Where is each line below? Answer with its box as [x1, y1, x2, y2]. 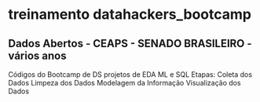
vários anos [8, 49, 67, 62]
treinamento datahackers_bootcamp [8, 5, 251, 24]
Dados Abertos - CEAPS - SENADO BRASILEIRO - [8, 37, 253, 50]
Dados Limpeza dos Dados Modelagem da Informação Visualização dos [8, 78, 241, 87]
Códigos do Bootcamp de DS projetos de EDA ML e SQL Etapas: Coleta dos [8, 70, 253, 79]
